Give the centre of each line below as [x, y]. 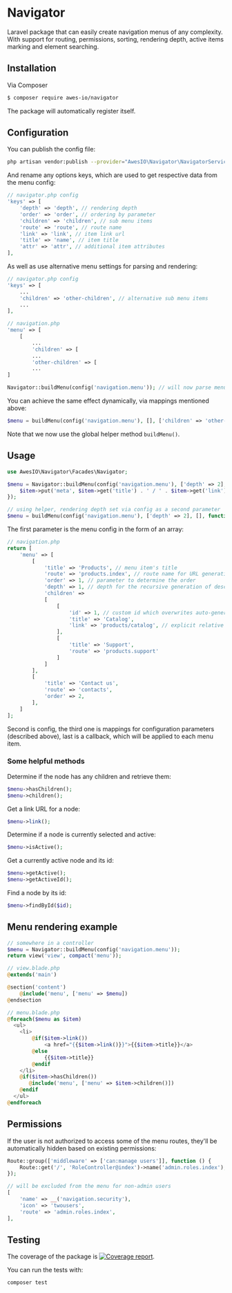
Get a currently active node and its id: [60, 861]
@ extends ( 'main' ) [32, 975]
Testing [24, 1240]
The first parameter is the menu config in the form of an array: [96, 529]
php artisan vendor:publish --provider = [66, 162]
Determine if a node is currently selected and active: [82, 834]
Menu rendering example [62, 927]
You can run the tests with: [45, 1270]
